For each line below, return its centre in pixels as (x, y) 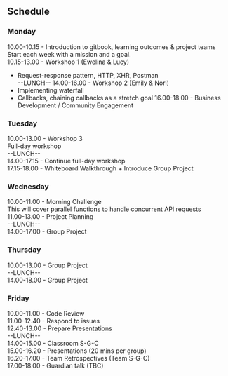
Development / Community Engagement (75, 105)
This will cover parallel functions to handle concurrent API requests (104, 209)
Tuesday (22, 123)
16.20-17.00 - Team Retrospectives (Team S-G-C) (79, 358)
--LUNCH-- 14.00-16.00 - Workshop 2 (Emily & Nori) (93, 83)
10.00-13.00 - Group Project (47, 265)
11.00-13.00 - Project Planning (51, 217)
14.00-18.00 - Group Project (47, 280)
